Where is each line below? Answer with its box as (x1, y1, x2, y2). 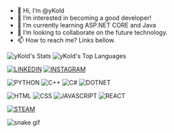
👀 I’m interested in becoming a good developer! (17, 14, 152, 22)
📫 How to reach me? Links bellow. (17, 36, 116, 44)
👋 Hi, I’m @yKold (17, 7, 65, 14)
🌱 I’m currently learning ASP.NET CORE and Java (17, 21, 157, 29)
